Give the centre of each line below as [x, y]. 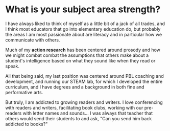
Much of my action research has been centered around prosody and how [83, 50]
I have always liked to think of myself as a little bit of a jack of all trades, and [85, 24]
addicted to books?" [27, 124]
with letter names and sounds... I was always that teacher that [88, 113]
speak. [12, 66]
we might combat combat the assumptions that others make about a [77, 55]
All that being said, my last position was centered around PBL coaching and [85, 76]
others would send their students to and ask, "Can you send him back [79, 118]
